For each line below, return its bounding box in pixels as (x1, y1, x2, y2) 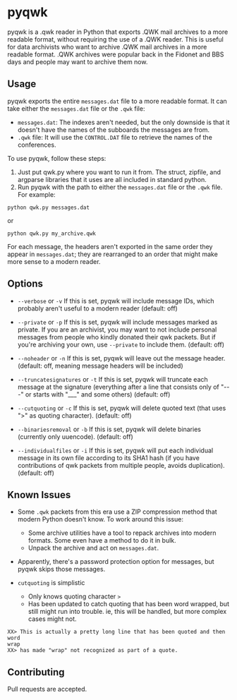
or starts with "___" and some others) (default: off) (25, 390, 171, 399)
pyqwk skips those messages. (17, 565, 106, 574)
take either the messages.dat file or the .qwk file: (7, 104, 145, 113)
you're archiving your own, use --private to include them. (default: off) (17, 340, 224, 349)
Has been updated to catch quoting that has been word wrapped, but (28, 600, 229, 608)
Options (7, 278, 44, 290)
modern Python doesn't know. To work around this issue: (17, 515, 183, 524)
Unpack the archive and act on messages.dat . (28, 544, 159, 553)
